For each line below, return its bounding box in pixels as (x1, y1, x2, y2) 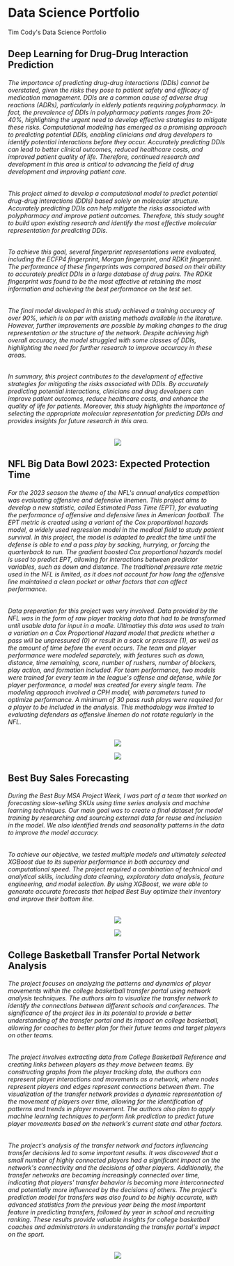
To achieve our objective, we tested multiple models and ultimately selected (8, 850, 226, 858)
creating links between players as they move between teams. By (8, 1060, 194, 1068)
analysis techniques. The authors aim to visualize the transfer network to (8, 994, 219, 1002)
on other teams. (8, 1031, 54, 1039)
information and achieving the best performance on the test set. (8, 284, 192, 293)
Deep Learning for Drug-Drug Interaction (8, 48, 189, 60)
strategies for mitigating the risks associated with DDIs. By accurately (8, 380, 209, 388)
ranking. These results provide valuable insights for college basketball (8, 1215, 210, 1223)
